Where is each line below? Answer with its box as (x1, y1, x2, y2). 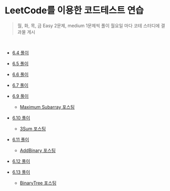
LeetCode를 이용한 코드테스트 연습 (5, 5, 144, 16)
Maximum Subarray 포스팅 (19, 104, 75, 110)
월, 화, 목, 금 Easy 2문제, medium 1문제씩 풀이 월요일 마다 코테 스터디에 (17, 22, 160, 29)
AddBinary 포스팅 (19, 147, 56, 153)
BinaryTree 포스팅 (19, 180, 57, 186)
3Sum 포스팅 (19, 126, 46, 132)
